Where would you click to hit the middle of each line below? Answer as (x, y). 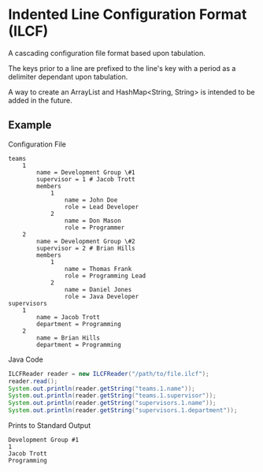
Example (30, 125)
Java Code (26, 359)
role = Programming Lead (105, 276)
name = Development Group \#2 (86, 241)
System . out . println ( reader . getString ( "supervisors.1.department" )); (123, 411)
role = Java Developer (102, 296)
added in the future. (40, 100)
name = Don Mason (93, 221)
